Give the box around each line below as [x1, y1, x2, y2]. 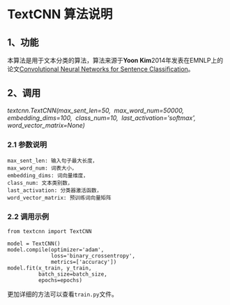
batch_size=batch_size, [38, 271, 108, 278]
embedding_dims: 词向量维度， [7, 172, 89, 179]
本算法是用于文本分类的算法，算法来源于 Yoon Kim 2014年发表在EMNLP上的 [7, 57, 224, 64]
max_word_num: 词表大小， [7, 165, 77, 172]
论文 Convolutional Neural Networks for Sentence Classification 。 [7, 65, 194, 73]
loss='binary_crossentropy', [51, 253, 136, 260]
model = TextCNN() [7, 240, 61, 248]
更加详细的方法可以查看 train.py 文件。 [7, 290, 118, 299]
